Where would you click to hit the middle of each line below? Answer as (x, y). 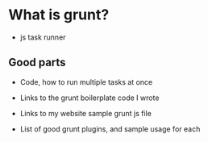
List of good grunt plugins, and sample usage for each (110, 129)
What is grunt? (59, 15)
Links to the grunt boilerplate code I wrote (89, 98)
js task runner (43, 37)
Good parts (37, 63)
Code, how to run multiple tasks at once (86, 81)
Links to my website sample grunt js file (85, 113)
